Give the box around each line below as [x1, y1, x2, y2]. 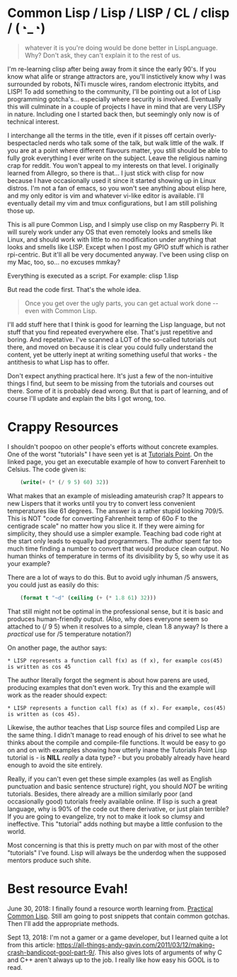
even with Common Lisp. [24, 306, 98, 315]
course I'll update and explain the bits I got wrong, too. [7, 394, 166, 402]
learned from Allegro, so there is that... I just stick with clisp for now [7, 169, 204, 177]
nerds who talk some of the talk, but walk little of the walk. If [48, 138, 224, 147]
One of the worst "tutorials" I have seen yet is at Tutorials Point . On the [7, 450, 214, 458]
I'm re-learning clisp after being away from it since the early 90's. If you [7, 64, 217, 73]
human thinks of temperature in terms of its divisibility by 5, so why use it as [7, 551, 229, 560]
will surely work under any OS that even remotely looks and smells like [7, 227, 213, 236]
